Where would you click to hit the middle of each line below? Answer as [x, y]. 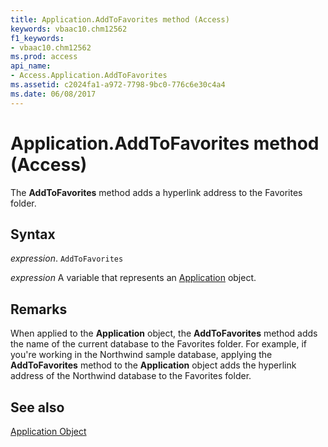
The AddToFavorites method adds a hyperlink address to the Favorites [156, 192]
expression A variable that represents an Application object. [133, 278]
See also [37, 407]
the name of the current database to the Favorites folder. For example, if [158, 344]
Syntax [33, 234]
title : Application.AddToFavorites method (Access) [120, 19]
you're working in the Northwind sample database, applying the [141, 355]
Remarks [39, 309]
